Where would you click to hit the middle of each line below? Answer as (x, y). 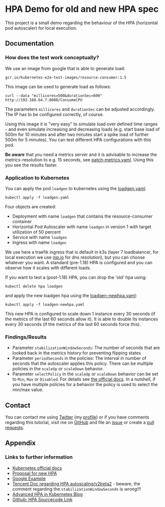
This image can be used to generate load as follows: (58, 86)
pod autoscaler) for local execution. (41, 28)
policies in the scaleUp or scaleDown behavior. (58, 369)
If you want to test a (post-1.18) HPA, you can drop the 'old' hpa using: (76, 277)
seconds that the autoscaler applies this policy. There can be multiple (83, 363)
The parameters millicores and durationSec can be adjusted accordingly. (80, 109)
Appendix (20, 443)
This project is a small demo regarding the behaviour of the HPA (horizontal (82, 23)
